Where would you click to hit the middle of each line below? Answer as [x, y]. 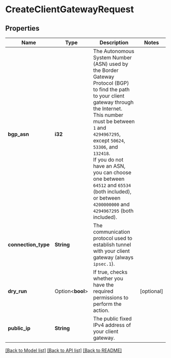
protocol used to [113, 238]
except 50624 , [109, 140]
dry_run [17, 291]
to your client [109, 96]
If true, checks [110, 272]
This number [108, 115]
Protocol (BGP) [111, 83]
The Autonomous [114, 51]
